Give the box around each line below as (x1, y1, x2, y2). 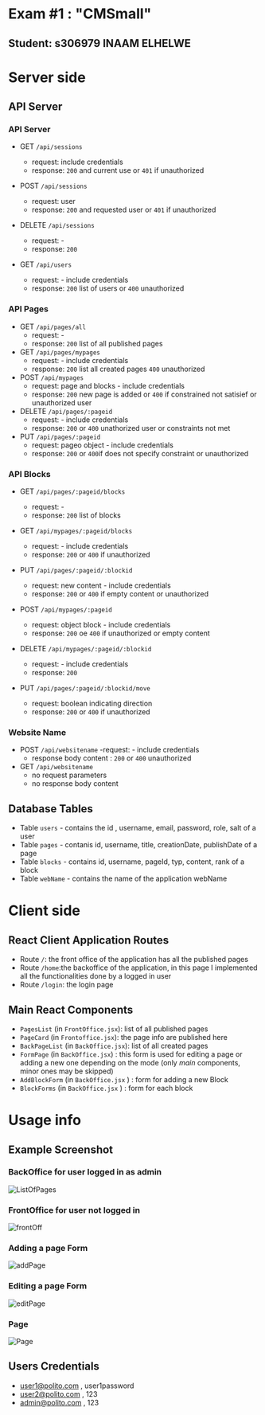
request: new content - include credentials (31, 580, 171, 590)
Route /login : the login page (19, 980, 114, 990)
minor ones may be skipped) (19, 1066, 114, 1076)
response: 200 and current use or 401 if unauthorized (31, 166, 205, 175)
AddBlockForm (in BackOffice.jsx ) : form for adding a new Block (19, 1074, 228, 1084)
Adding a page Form (8, 1243, 88, 1254)
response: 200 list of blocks (31, 510, 122, 520)
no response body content (31, 779, 119, 788)
